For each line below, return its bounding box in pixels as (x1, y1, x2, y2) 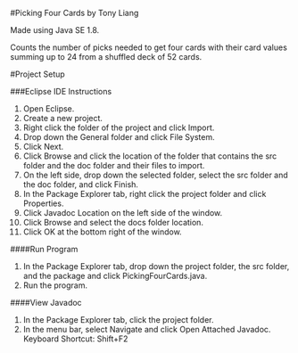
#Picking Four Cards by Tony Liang (10, 8, 139, 18)
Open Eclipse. (22, 103, 75, 114)
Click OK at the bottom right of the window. (22, 226, 182, 237)
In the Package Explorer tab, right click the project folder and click (22, 189, 267, 199)
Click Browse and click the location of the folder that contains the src (22, 151, 277, 161)
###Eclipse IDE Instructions (10, 86, 112, 96)
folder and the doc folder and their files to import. (22, 160, 205, 170)
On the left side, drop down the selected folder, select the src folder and (22, 169, 288, 180)
